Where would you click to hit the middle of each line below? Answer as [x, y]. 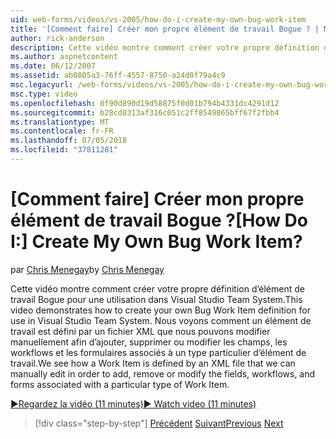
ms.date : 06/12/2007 [53, 66]
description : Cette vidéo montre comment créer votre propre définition [165, 47]
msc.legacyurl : [42, 85]
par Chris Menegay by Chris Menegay [87, 269]
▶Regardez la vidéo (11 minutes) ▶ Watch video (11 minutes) [133, 403]
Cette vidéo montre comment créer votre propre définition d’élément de [157, 288]
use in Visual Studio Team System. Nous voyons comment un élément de [161, 320]
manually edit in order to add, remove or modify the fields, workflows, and [163, 373]
